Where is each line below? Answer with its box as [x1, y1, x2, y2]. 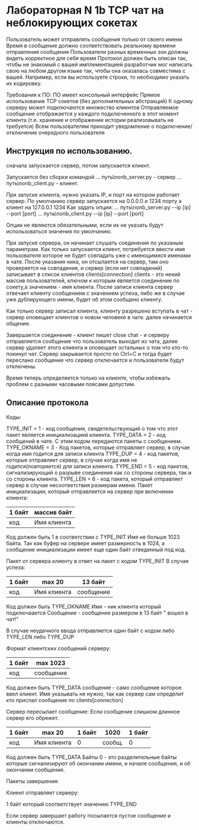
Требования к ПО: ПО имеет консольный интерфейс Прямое [6, 91, 161, 98]
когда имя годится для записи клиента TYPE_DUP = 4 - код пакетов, [6, 450, 179, 457]
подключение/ [156, 123, 192, 130]
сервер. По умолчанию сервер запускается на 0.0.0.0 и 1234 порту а [6, 197, 182, 204]
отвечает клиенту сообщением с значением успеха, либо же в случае [6, 289, 185, 297]
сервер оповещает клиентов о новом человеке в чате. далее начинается [6, 313, 192, 320]
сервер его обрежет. [6, 714, 59, 721]
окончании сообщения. [6, 766, 65, 773]
